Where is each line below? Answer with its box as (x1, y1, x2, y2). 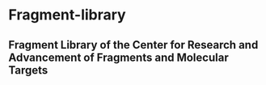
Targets (8, 63, 49, 77)
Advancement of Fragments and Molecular (8, 50, 229, 64)
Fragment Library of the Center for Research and (8, 38, 259, 52)
